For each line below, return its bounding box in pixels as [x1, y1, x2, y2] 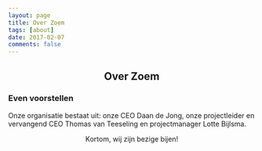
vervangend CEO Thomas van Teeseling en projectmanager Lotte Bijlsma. [8, 119, 247, 128]
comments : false [8, 41, 61, 49]
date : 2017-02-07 [8, 33, 65, 41]
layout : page [8, 11, 51, 20]
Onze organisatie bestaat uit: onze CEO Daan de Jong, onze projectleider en [8, 110, 255, 120]
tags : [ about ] [8, 26, 55, 34]
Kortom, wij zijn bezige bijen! [85, 134, 179, 143]
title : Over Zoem [8, 19, 65, 27]
